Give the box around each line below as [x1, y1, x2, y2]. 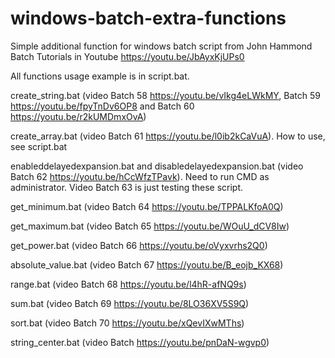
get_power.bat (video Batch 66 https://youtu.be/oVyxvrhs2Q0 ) [10, 239, 268, 251]
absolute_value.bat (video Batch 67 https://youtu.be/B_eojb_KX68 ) [10, 258, 284, 271]
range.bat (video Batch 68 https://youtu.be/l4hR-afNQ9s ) [10, 278, 247, 290]
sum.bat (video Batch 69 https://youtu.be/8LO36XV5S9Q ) [10, 297, 250, 309]
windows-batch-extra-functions [10, 7, 287, 30]
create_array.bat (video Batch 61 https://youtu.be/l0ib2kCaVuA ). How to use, [10, 130, 326, 142]
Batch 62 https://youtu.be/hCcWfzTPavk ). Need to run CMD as [10, 170, 270, 182]
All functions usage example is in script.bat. [10, 70, 190, 82]
